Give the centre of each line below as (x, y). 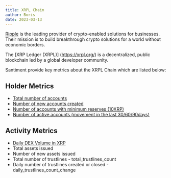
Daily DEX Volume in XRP (39, 143)
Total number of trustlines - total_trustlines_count (64, 159)
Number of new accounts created (48, 104)
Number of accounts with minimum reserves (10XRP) (68, 109)
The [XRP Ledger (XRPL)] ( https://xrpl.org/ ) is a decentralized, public (78, 55)
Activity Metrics (31, 131)
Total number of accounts (40, 98)
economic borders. (25, 45)
